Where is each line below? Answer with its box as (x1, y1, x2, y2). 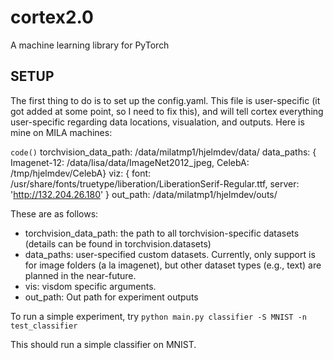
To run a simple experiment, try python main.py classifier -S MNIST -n (10, 310, 307, 322)
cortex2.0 (10, 6, 94, 29)
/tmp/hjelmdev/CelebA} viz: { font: (10, 167, 152, 179)
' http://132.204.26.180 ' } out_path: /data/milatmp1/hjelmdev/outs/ (10, 188, 278, 200)
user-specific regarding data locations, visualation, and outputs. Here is (10, 116, 305, 128)
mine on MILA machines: (10, 126, 113, 138)
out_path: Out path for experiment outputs (24, 291, 199, 303)
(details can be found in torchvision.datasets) (24, 237, 212, 250)
